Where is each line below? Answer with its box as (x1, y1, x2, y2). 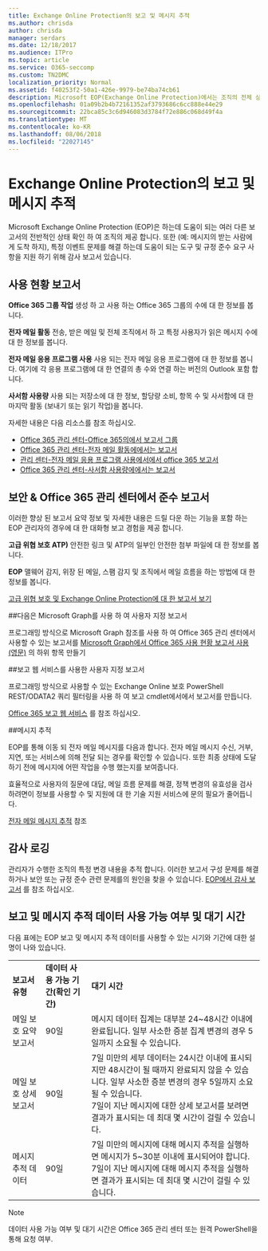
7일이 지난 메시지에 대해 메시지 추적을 (91, 1162, 225, 1174)
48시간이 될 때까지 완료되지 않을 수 (108, 1064, 233, 1075)
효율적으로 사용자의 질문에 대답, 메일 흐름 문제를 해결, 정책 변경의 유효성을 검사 (8, 779, 253, 789)
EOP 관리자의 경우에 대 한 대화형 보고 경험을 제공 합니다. (8, 523, 183, 533)
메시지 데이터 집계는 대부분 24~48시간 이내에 (91, 1013, 254, 1025)
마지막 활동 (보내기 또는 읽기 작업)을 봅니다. (8, 401, 144, 411)
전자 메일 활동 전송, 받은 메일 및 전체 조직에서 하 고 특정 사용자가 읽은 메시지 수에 (8, 328, 258, 337)
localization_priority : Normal (8, 78, 112, 86)
